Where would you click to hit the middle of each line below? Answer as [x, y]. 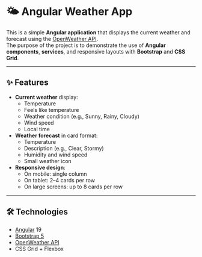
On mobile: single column [55, 174]
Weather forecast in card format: [56, 135]
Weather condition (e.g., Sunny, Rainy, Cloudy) [82, 116]
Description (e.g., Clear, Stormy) [64, 148]
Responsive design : [40, 167]
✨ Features [27, 83]
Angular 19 [28, 229]
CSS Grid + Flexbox [39, 249]
